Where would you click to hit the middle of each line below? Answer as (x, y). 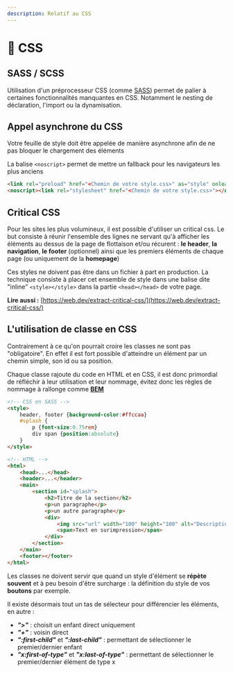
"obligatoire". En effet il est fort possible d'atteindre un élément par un (107, 353)
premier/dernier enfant (50, 647)
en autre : (21, 611)
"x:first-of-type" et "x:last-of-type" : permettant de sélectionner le (115, 654)
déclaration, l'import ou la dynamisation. (64, 105)
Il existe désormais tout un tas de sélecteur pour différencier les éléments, (113, 604)
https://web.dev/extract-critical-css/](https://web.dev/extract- (131, 300)
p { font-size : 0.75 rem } (65, 427)
